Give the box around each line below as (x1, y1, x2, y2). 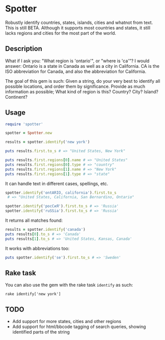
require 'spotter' (5, 122, 43, 127)
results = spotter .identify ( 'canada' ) (5, 227, 85, 232)
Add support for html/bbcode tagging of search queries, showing (12, 324, 146, 330)
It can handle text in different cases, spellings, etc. (5, 180, 108, 186)
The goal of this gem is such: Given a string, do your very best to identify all (5, 78, 161, 84)
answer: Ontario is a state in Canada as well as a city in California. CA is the (5, 63, 160, 69)
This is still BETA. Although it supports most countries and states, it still (5, 24, 151, 30)
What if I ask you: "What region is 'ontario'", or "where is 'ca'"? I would (5, 58, 150, 64)
